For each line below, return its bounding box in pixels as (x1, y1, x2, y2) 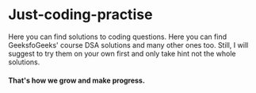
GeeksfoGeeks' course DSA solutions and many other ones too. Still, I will (8, 40, 249, 49)
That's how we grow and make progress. (8, 76, 145, 85)
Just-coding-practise (8, 6, 153, 24)
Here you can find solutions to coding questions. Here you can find (8, 32, 227, 41)
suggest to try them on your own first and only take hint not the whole (8, 48, 236, 58)
